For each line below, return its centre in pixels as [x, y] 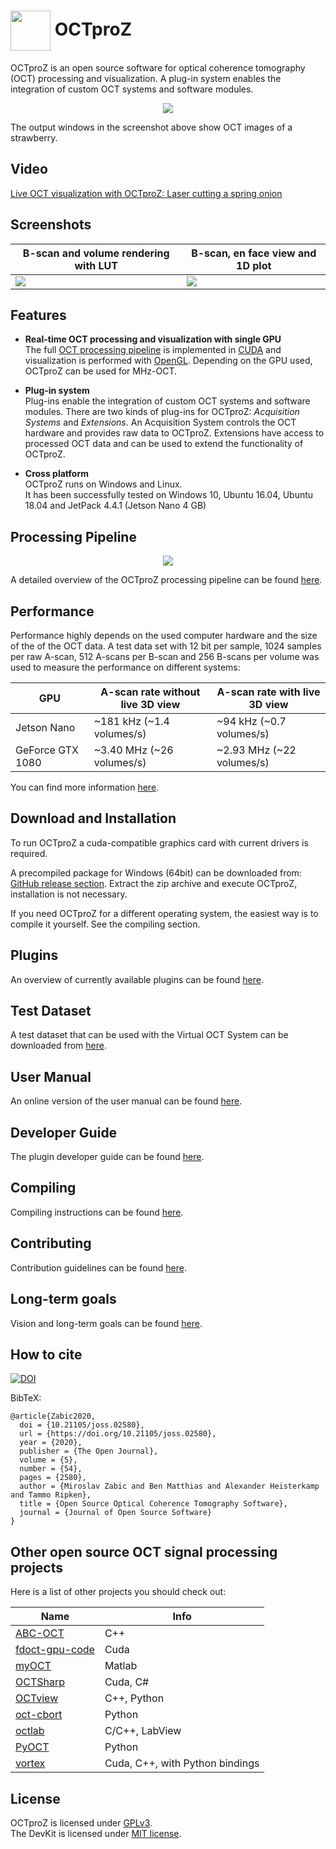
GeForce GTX [47, 750]
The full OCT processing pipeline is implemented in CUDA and [153, 350]
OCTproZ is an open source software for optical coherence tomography [158, 67]
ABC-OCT [40, 1633]
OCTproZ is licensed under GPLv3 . [81, 1822]
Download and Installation [93, 818]
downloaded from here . [58, 1046]
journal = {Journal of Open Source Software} [116, 1513]
